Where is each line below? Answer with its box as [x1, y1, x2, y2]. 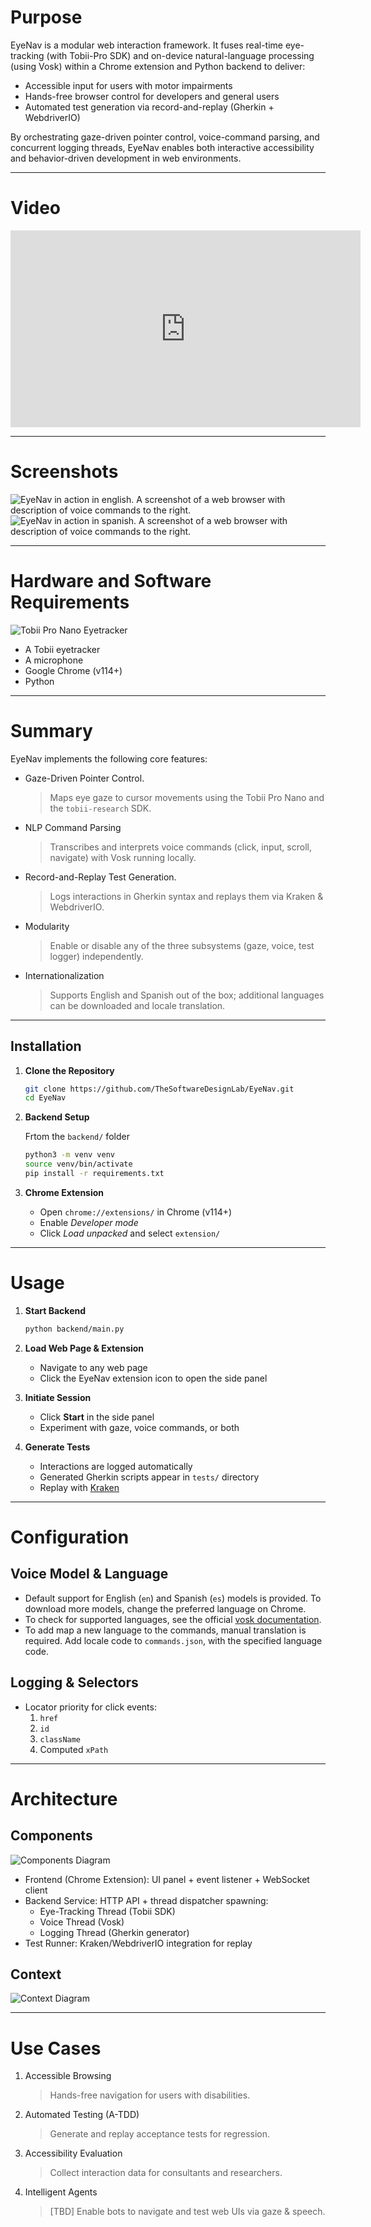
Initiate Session [24, 1391, 92, 1403]
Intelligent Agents [24, 2186, 98, 2198]
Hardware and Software [10, 570, 212, 592]
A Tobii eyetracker [24, 643, 101, 655]
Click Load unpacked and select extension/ [39, 1227, 221, 1239]
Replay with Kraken [39, 1481, 120, 1493]
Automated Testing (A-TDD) [24, 2109, 140, 2121]
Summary [10, 719, 93, 742]
